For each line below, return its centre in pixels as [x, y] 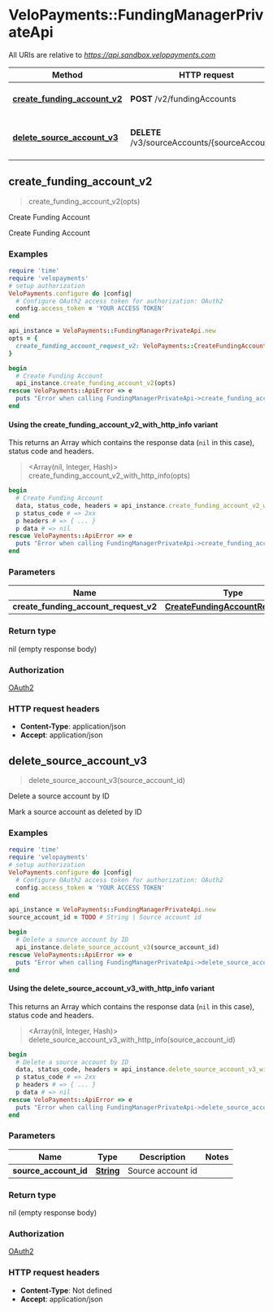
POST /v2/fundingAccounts [183, 98]
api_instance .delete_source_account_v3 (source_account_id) [118, 947]
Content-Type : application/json [73, 727]
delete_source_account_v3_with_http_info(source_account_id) [132, 1039]
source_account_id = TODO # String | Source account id [105, 917]
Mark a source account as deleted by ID [75, 812]
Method [67, 75]
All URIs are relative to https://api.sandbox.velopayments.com [112, 55]
